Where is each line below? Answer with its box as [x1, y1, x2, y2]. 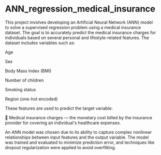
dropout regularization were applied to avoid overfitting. [5, 144, 116, 150]
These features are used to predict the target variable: [5, 105, 113, 111]
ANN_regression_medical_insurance [5, 3, 156, 14]
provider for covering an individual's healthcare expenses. [5, 120, 121, 126]
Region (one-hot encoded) [5, 96, 58, 102]
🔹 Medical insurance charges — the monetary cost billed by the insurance [5, 114, 152, 120]
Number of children [5, 77, 44, 83]
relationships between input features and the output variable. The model [5, 134, 149, 140]
